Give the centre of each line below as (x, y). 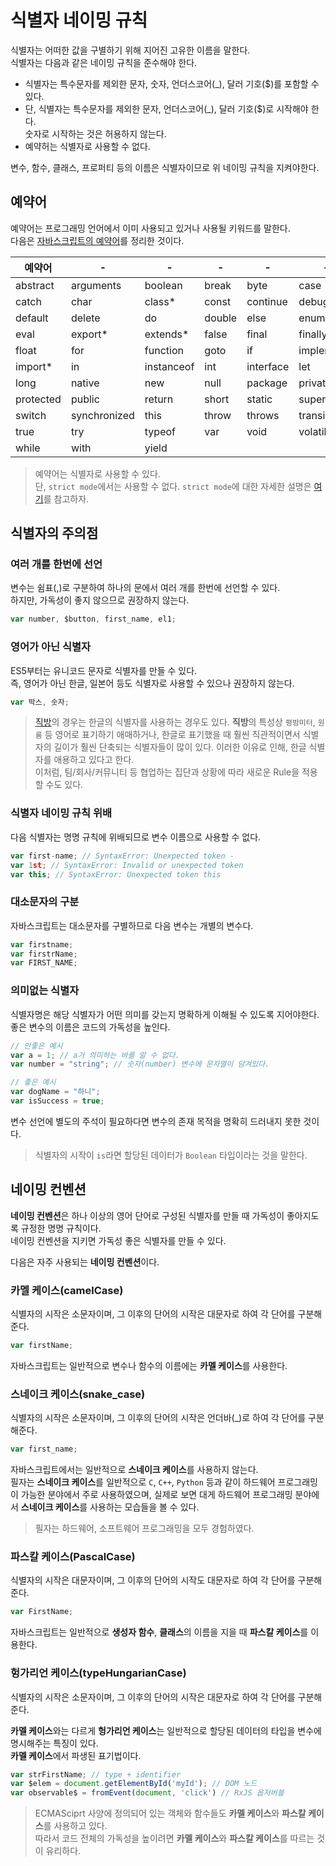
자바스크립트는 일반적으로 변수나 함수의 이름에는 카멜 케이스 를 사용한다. (149, 1365)
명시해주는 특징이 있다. (54, 1743)
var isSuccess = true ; (57, 1101)
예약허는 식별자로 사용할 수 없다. (87, 146)
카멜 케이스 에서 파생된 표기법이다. (76, 1755)
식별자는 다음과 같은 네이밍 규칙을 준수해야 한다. (104, 62)
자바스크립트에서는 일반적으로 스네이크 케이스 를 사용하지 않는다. (134, 1470)
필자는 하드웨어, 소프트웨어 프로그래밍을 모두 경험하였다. (144, 1528)
